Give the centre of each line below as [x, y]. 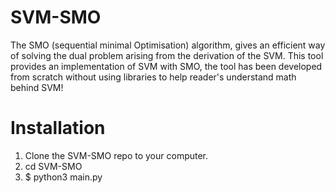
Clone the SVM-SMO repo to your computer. [116, 155]
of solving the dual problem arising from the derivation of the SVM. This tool [167, 55]
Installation [58, 128]
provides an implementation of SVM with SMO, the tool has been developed [166, 66]
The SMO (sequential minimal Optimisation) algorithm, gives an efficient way [168, 45]
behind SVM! [37, 87]
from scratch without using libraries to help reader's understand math [153, 77]
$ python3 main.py [63, 177]
